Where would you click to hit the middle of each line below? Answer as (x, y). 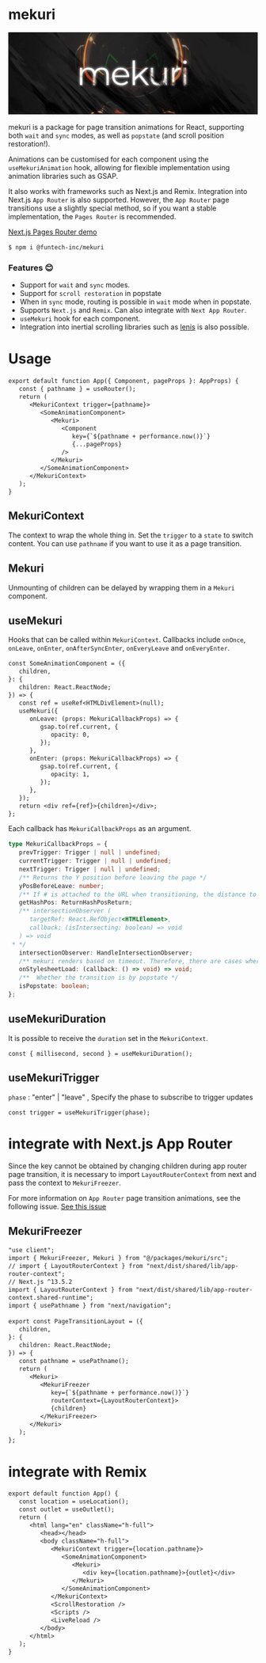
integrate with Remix (78, 1472)
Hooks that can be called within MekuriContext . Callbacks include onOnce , (127, 640)
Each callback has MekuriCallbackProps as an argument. (100, 829)
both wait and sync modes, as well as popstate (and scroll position (116, 135)
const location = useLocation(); (74, 1502)
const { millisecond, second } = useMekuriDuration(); (101, 1054)
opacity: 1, (70, 775)
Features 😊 (31, 268)
